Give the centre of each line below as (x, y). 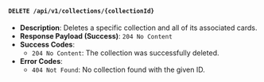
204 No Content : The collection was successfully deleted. (125, 53)
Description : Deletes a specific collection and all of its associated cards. (138, 28)
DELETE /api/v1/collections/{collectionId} (82, 11)
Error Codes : (41, 61)
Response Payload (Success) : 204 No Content (96, 36)
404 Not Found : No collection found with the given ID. (118, 70)
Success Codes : (47, 45)
